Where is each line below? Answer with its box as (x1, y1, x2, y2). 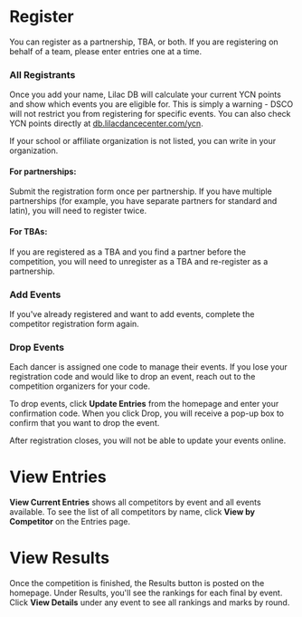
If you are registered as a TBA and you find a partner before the (9, 246, 247, 257)
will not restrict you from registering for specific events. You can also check (9, 109, 291, 120)
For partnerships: (9, 166, 77, 177)
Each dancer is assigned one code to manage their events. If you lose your (9, 362, 288, 372)
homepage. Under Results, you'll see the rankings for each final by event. (9, 587, 283, 599)
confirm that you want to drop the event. (9, 418, 160, 429)
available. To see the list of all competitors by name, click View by (9, 506, 256, 517)
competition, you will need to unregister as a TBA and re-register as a (9, 255, 269, 266)
